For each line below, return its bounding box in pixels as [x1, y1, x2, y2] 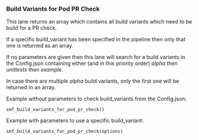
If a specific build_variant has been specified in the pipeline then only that [6, 36, 186, 43]
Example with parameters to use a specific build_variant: [6, 117, 144, 124]
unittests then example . [6, 66, 63, 73]
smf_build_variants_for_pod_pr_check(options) [6, 129, 123, 135]
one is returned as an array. [6, 42, 74, 49]
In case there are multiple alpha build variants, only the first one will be [6, 77, 180, 84]
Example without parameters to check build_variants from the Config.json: [6, 95, 187, 102]
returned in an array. [6, 84, 56, 91]
